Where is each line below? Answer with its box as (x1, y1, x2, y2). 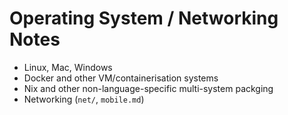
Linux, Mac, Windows (23, 61, 113, 73)
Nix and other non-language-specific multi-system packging (23, 82, 274, 94)
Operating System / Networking (9, 7, 279, 30)
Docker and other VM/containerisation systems (23, 72, 219, 84)
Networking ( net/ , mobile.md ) (23, 93, 145, 105)
